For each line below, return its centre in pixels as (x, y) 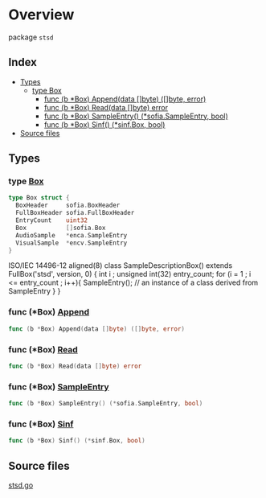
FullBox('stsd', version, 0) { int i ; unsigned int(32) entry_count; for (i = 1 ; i (130, 274)
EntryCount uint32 (52, 220)
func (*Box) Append (49, 312)
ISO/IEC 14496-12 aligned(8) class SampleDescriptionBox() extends (121, 265)
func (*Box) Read (43, 349)
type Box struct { (39, 198)
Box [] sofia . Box (61, 228)
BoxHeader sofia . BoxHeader (68, 206)
